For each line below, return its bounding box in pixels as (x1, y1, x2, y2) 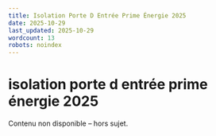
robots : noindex (8, 41, 62, 49)
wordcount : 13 (8, 33, 56, 42)
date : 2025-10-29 (8, 19, 66, 27)
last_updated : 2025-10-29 (8, 26, 94, 34)
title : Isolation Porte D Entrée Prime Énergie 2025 (8, 11, 187, 20)
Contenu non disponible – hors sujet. (8, 119, 129, 128)
